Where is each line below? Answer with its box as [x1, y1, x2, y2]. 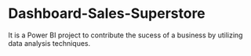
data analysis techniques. [8, 38, 91, 47]
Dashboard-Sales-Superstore [8, 5, 206, 23]
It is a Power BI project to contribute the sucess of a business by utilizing [8, 30, 243, 40]
